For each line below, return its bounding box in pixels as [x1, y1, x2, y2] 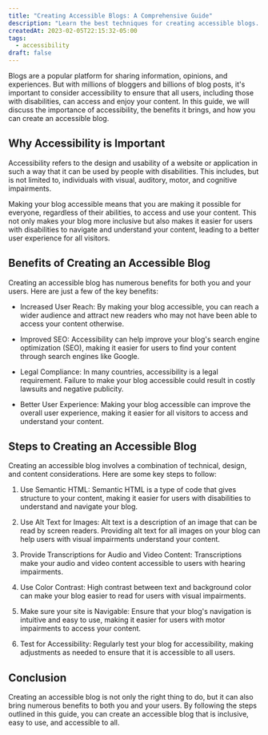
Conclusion [8, 671, 67, 685]
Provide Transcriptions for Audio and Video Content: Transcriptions [19, 550, 242, 559]
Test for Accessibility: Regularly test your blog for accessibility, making [19, 639, 254, 649]
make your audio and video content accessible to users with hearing [19, 559, 246, 568]
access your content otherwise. [19, 318, 125, 329]
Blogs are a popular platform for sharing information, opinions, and [8, 71, 228, 80]
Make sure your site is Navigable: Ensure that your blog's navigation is [19, 607, 252, 616]
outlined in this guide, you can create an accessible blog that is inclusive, [8, 709, 250, 719]
